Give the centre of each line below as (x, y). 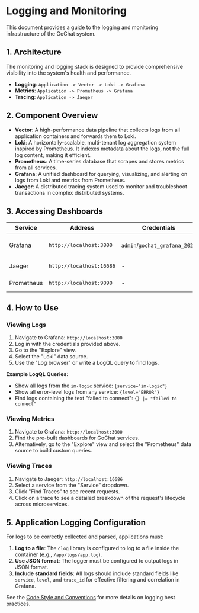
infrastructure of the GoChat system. (51, 33)
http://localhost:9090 (80, 283)
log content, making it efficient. (52, 155)
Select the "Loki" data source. (51, 357)
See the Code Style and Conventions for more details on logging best (91, 598)
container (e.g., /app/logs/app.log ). (58, 554)
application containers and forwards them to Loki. (75, 136)
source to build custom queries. (54, 451)
